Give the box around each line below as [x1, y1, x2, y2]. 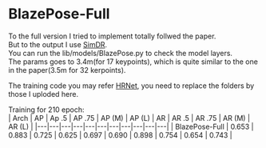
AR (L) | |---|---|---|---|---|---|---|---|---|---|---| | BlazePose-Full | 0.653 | [8, 122, 254, 131]
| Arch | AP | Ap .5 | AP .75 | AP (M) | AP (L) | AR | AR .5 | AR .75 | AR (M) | [8, 113, 250, 122]
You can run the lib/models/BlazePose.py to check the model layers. [8, 48, 233, 58]
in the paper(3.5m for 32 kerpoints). [8, 65, 126, 74]
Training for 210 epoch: [8, 105, 85, 114]
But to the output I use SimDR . [8, 39, 108, 49]
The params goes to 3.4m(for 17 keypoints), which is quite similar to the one [8, 57, 258, 66]
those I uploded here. [8, 89, 78, 98]
